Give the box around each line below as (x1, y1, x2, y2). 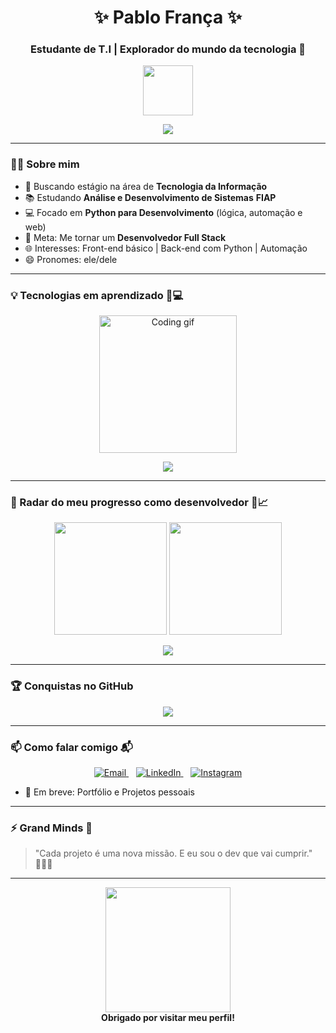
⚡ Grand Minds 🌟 (10, 821, 93, 835)
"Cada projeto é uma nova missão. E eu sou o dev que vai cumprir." (34, 847, 313, 860)
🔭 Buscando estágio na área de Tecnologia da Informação (24, 180, 268, 192)
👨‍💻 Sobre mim (10, 157, 80, 171)
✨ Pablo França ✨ (93, 6, 243, 29)
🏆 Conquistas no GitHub (10, 679, 134, 693)
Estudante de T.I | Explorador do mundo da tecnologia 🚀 (29, 42, 307, 56)
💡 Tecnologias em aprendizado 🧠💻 (10, 288, 184, 302)
